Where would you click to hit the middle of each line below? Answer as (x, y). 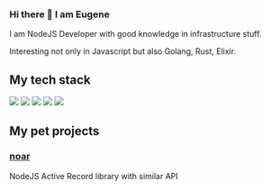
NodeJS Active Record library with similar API (94, 176)
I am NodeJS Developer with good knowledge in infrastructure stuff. (136, 34)
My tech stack (50, 80)
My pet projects (54, 131)
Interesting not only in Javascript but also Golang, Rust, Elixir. (123, 51)
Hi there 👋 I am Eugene (59, 14)
